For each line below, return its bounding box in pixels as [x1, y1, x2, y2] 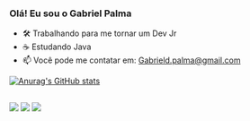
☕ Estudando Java [22, 41, 92, 52]
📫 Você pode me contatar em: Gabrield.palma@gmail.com [22, 55, 241, 65]
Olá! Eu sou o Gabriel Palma [9, 7, 132, 20]
